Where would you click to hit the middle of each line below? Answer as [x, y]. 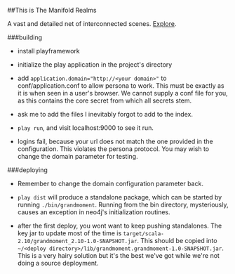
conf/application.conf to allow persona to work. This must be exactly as [121, 86]
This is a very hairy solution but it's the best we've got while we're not [118, 255]
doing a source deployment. [58, 263]
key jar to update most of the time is [69, 233]
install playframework [49, 51]
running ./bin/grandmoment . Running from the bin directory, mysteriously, [123, 204]
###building [25, 37]
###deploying [27, 170]
